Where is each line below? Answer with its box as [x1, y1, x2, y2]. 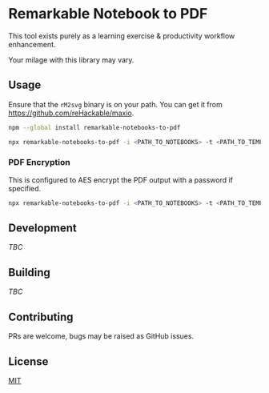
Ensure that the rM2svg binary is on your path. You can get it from [8, 99, 223, 109]
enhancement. [8, 39, 56, 49]
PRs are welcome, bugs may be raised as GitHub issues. [8, 331, 195, 341]
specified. [8, 183, 42, 193]
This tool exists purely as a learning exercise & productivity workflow [8, 30, 235, 41]
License [8, 355, 49, 368]
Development [8, 222, 78, 235]
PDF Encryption [8, 157, 70, 168]
